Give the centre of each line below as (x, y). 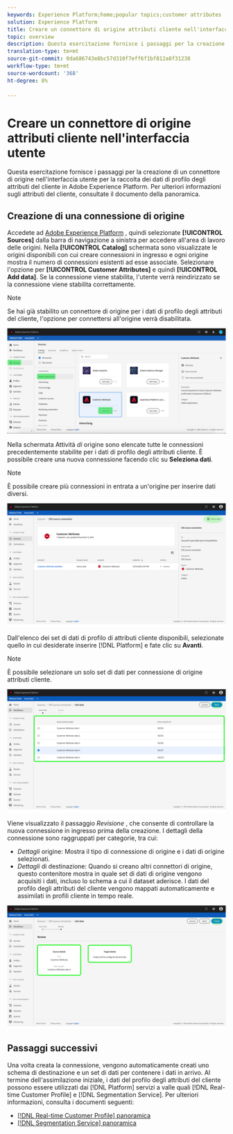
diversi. (18, 494)
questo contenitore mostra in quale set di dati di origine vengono (110, 874)
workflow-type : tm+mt (38, 66)
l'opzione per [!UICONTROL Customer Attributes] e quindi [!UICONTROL (112, 270)
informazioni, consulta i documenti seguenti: (70, 1102)
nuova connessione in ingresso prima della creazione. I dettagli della (105, 831)
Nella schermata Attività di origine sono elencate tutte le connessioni (105, 445)
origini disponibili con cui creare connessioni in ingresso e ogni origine (108, 255)
